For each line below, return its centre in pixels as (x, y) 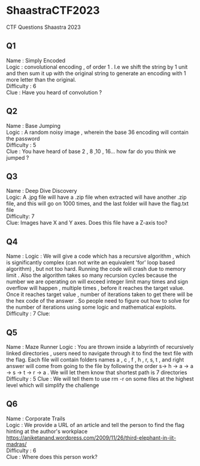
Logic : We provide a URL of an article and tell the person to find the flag (95, 425)
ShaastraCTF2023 (53, 11)
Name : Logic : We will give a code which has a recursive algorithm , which (98, 256)
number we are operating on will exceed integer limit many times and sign (97, 282)
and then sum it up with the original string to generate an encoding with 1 (96, 73)
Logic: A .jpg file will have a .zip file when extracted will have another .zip (96, 197)
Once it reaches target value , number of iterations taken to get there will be (100, 294)
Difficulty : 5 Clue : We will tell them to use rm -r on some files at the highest (100, 379)
